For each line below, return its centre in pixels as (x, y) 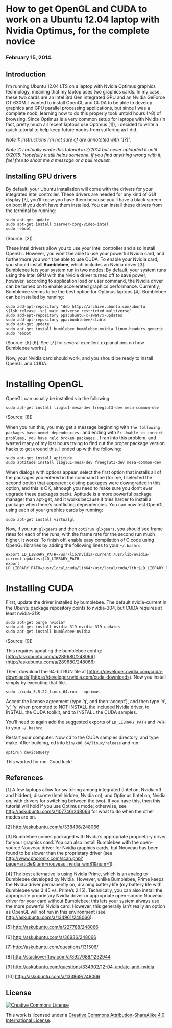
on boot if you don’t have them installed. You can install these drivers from (84, 205)
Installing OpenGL (45, 384)
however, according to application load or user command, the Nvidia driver (84, 281)
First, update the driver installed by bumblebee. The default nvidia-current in (86, 602)
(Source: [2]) (19, 238)
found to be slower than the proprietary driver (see (59, 853)
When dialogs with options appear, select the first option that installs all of (84, 472)
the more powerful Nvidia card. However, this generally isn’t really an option (85, 906)
